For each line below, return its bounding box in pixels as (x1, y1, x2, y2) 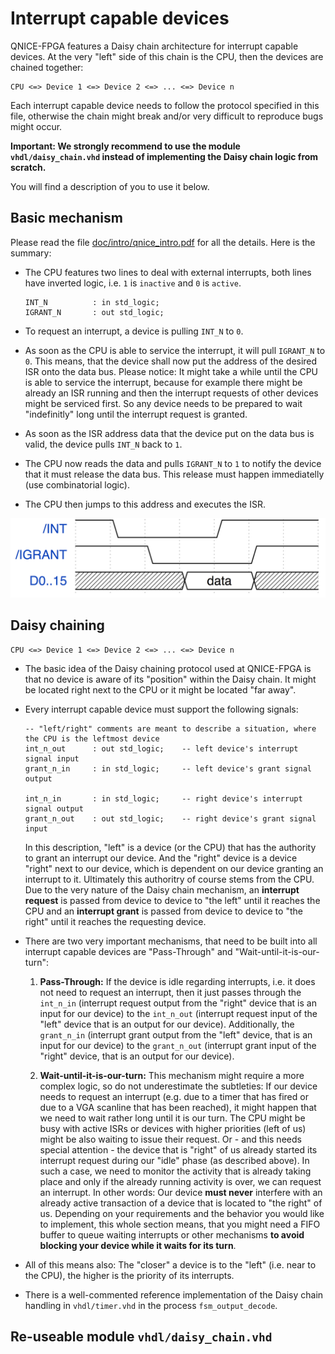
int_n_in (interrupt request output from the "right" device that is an (39, 997, 317, 1009)
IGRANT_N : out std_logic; (24, 307, 165, 317)
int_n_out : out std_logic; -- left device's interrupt (24, 743, 299, 754)
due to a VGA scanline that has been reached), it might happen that (39, 1101, 317, 1113)
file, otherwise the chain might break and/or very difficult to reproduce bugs (10, 110, 324, 122)
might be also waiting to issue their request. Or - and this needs (39, 1133, 302, 1145)
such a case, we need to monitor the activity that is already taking (39, 1165, 312, 1177)
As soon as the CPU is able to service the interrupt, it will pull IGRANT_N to (24, 344, 326, 356)
